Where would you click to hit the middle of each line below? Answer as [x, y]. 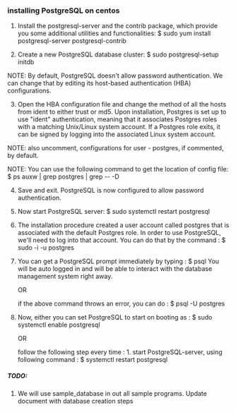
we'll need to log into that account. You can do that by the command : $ [122, 240]
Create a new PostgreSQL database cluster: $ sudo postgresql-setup [118, 54]
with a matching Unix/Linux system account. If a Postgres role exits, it [119, 127]
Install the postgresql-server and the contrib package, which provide [117, 26]
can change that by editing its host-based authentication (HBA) [99, 83]
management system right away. [65, 277]
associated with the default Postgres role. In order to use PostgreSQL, [119, 233]
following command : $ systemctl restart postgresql [93, 360]
